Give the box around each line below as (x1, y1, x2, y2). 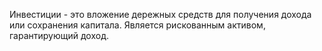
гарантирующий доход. (9, 30, 109, 41)
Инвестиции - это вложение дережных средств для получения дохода (9, 9, 312, 20)
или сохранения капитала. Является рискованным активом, (9, 19, 266, 31)
